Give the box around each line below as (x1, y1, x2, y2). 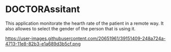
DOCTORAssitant (5, 4, 80, 15)
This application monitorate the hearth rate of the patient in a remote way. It (5, 20, 164, 26)
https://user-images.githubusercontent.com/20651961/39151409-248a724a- (5, 35, 166, 41)
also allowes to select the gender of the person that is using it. (5, 25, 136, 31)
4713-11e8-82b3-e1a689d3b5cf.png (5, 40, 81, 46)
